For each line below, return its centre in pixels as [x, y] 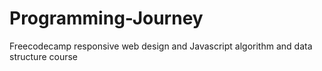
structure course [44, 56]
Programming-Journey [106, 18]
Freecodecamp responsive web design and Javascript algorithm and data [161, 46]
